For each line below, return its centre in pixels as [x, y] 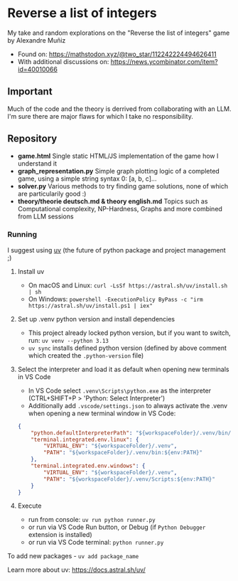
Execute [29, 506]
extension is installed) [60, 535]
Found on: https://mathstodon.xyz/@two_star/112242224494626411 [117, 54]
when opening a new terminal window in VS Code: [102, 413]
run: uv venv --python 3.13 [68, 340]
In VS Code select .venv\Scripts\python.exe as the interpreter [120, 390]
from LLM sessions [45, 216]
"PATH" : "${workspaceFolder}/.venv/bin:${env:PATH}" [123, 453]
